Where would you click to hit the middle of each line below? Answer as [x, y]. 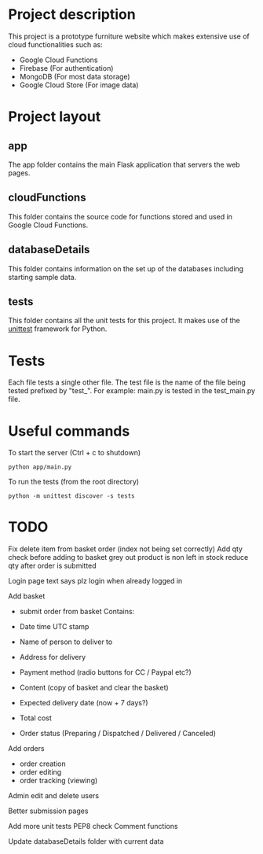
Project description [72, 15]
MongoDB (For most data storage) [75, 76]
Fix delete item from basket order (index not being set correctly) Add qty [126, 549]
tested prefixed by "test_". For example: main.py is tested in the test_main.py [132, 391]
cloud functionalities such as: [56, 44]
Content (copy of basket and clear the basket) [94, 688]
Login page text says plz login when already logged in [95, 581]
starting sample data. [42, 277]
